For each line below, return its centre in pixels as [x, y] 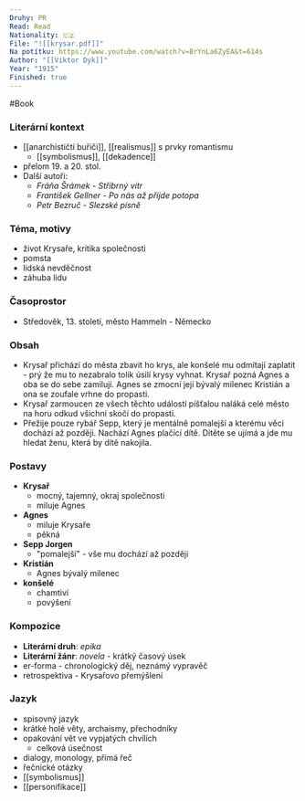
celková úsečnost [69, 748]
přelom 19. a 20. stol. [62, 166]
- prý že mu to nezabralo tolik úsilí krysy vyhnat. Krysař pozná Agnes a [156, 374]
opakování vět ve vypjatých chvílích [90, 738]
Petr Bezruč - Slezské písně [89, 206]
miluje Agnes [61, 506]
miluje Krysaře [63, 525]
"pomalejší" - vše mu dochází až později [112, 554]
